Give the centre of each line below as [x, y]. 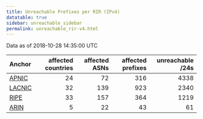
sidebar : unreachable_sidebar [44, 23]
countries [59, 68]
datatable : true [27, 17]
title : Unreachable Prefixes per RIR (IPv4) [63, 12]
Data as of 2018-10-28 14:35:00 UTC [52, 46]
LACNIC [21, 88]
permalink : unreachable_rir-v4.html [52, 29]
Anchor [20, 64]
